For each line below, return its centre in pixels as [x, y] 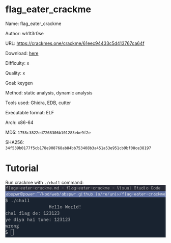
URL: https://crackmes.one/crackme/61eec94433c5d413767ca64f [75, 43]
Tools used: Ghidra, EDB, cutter [38, 103]
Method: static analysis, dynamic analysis [49, 92]
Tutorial [22, 168]
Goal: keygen [19, 83]
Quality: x [15, 73]
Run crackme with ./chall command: [45, 182]
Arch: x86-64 [20, 122]
